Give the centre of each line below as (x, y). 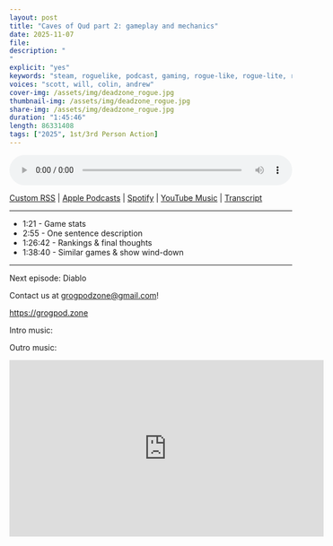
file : (19, 43)
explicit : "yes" (39, 68)
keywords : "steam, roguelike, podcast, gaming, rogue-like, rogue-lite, (148, 76)
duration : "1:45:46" (48, 117)
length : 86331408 (42, 126)
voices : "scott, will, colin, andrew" (82, 84)
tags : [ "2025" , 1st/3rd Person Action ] (84, 134)
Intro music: (31, 330)
